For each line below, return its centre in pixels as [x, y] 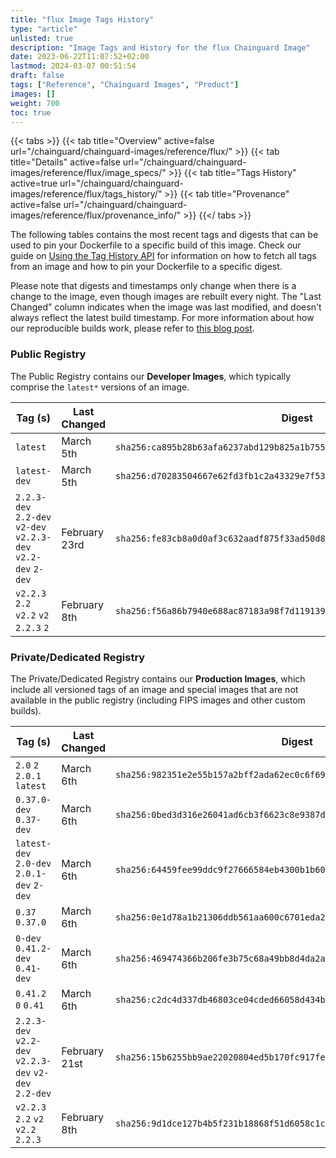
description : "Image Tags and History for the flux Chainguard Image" [160, 47]
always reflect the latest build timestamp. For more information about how [162, 318]
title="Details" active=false [65, 162]
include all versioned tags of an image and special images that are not [154, 689]
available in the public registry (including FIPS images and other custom [158, 700]
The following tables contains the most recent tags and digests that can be [164, 235]
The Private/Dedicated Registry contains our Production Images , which [158, 678]
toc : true [31, 112]
